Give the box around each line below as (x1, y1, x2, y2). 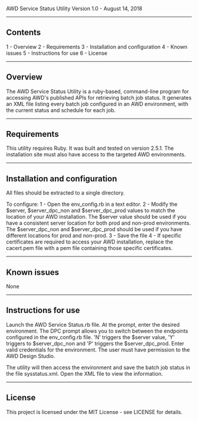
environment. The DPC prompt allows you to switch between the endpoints (6, 327, 189, 334)
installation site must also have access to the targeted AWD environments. (6, 151, 186, 158)
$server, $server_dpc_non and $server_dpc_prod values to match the (6, 207, 176, 214)
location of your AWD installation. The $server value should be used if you (6, 213, 187, 221)
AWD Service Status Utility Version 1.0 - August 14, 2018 (6, 5, 143, 12)
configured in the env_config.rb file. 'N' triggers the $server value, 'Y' (6, 333, 175, 341)
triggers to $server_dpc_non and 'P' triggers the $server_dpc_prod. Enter (6, 340, 184, 347)
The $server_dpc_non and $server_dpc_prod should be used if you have (6, 226, 183, 233)
